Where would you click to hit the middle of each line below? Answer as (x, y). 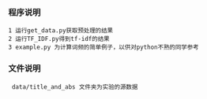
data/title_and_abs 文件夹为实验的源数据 (75, 87)
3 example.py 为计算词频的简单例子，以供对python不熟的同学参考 (103, 48)
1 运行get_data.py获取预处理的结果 (60, 31)
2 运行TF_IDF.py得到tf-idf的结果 (59, 39)
